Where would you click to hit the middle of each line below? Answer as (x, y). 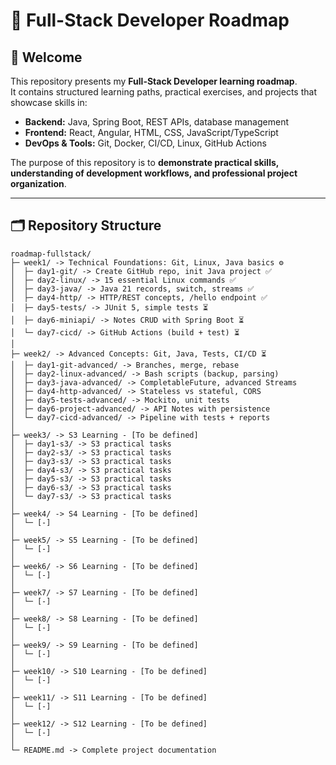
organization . (38, 183)
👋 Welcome (46, 57)
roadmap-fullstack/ (51, 254)
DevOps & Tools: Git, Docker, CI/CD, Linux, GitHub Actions (145, 143)
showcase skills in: (49, 102)
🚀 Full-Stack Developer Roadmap (150, 20)
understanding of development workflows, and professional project (154, 173)
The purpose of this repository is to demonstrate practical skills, (145, 162)
